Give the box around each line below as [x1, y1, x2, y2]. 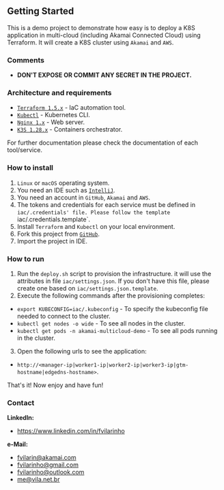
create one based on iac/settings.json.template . [16, 284, 158, 292]
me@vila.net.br [16, 476, 60, 484]
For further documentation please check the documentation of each [7, 138, 199, 147]
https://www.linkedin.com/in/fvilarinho [16, 427, 125, 435]
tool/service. [7, 146, 43, 154]
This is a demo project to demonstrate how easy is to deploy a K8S [7, 23, 196, 32]
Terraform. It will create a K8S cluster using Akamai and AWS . [7, 38, 174, 47]
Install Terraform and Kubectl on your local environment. [16, 222, 176, 230]
